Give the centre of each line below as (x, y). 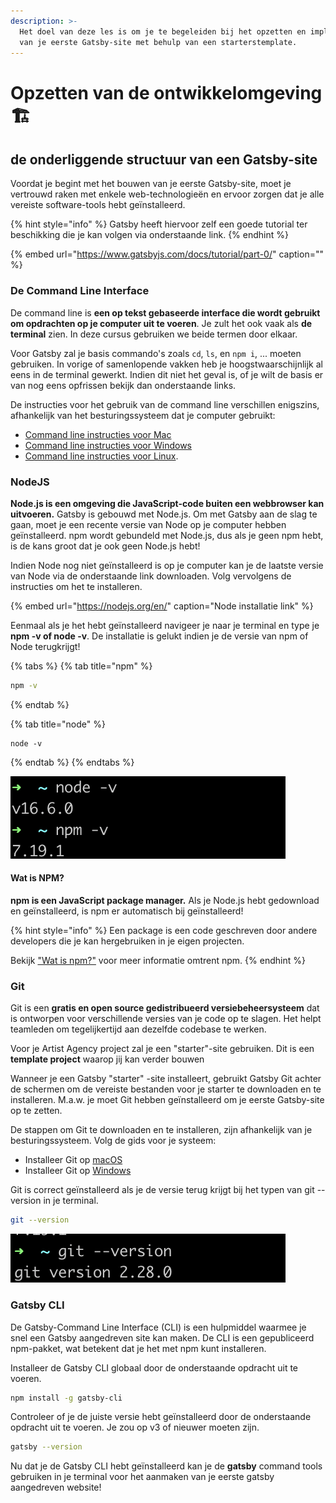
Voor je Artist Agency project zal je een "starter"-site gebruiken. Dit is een (162, 1049)
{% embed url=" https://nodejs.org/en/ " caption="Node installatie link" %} (162, 606)
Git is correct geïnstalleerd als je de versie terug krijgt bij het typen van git (162, 1190)
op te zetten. (36, 1111)
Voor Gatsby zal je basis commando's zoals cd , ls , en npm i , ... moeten (156, 353)
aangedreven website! (56, 1487)
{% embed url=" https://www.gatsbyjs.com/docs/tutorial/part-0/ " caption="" (167, 254)
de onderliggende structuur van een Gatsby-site (164, 159)
